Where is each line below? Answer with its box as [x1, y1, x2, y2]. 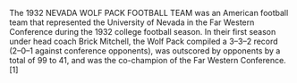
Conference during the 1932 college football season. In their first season [9, 27, 276, 37]
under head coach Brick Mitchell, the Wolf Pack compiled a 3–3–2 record [9, 36, 279, 46]
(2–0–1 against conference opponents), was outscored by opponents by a [9, 46, 281, 56]
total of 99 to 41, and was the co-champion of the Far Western [9, 55, 239, 65]
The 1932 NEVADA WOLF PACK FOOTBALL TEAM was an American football [9, 8, 289, 18]
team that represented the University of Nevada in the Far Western [9, 17, 255, 28]
